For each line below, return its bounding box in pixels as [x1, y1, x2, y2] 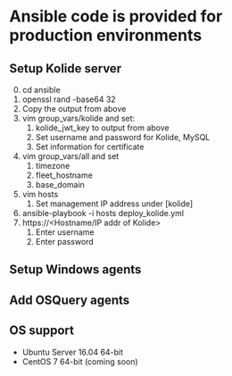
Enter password [35, 237, 94, 246]
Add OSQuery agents [9, 292, 130, 307]
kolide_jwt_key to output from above [35, 122, 170, 133]
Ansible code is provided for [9, 6, 223, 27]
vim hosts [21, 189, 59, 199]
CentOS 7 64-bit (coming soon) [21, 355, 138, 367]
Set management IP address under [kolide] [35, 198, 194, 209]
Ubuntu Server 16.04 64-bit [21, 347, 123, 357]
